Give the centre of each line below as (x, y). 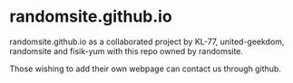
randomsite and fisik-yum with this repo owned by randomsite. (126, 51)
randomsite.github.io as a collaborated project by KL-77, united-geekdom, (147, 41)
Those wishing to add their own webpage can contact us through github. (145, 69)
